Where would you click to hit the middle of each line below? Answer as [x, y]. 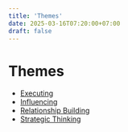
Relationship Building [55, 111]
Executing [37, 93]
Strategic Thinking [50, 119]
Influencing [39, 102]
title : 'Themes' [35, 16]
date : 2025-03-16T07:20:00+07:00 [64, 23]
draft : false [30, 31]
